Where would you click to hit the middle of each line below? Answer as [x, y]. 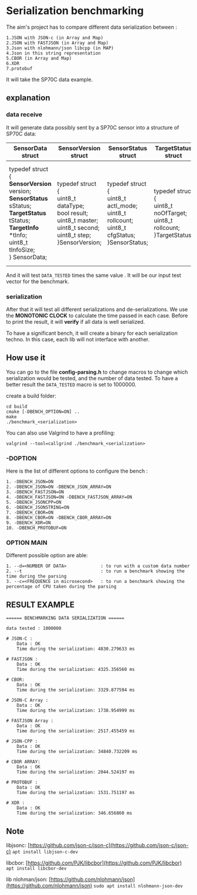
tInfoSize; [22, 249]
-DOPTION [21, 458]
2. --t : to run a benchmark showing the [95, 571]
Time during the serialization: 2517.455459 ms [76, 731]
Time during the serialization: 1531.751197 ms [76, 793]
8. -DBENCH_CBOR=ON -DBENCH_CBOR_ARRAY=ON [59, 518]
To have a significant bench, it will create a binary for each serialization [92, 333]
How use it [26, 358]
